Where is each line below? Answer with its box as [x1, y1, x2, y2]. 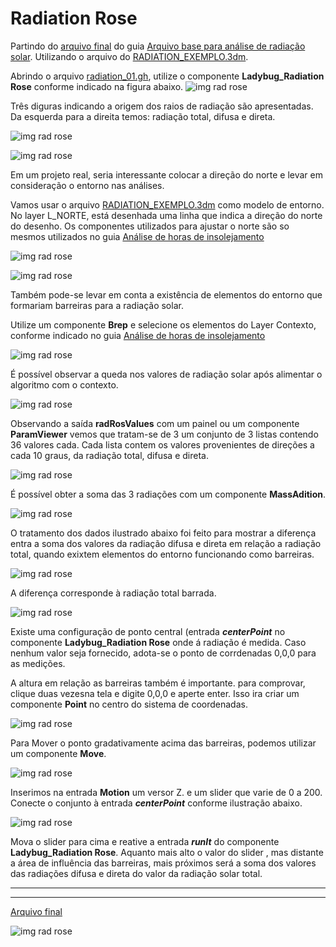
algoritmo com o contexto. [10, 378, 119, 391]
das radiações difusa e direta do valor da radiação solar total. [10, 867, 263, 879]
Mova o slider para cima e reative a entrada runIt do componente [10, 835, 280, 847]
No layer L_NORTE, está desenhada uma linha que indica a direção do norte [10, 209, 323, 221]
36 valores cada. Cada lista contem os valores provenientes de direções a [10, 438, 315, 451]
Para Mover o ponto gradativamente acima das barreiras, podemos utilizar [10, 737, 317, 749]
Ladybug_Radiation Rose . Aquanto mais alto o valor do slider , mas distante [10, 846, 324, 858]
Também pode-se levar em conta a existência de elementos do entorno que [10, 288, 323, 301]
